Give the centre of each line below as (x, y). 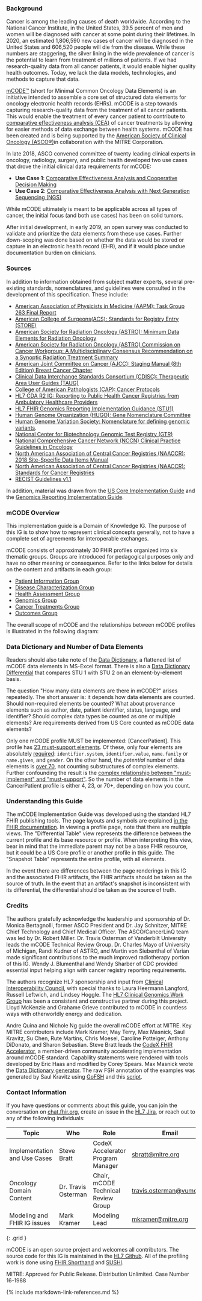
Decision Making (36, 184)
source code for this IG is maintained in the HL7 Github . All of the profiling (98, 1256)
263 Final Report (35, 312)
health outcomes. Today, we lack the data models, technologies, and (91, 73)
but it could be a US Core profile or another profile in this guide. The (90, 853)
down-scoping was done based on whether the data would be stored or (95, 240)
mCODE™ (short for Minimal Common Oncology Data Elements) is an (91, 91)
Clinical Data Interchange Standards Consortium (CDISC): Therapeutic (102, 376)
